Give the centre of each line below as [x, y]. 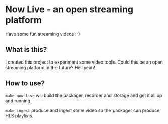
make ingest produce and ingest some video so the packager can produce [82, 110]
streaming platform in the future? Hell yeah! [50, 67]
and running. [18, 101]
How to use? [25, 83]
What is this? [26, 50]
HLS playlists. [19, 116]
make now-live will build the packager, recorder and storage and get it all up [84, 95]
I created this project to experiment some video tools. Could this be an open [84, 62]
